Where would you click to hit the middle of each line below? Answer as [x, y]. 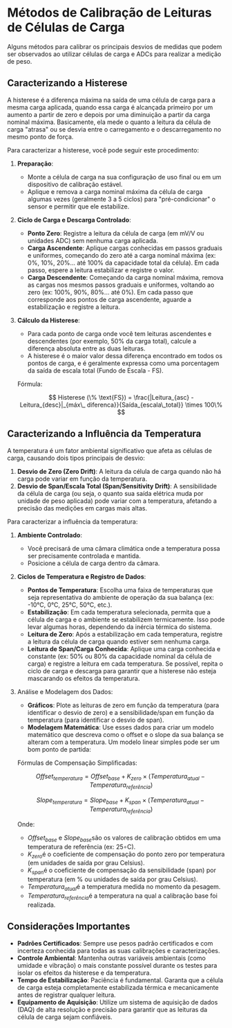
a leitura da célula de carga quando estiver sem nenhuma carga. [119, 641]
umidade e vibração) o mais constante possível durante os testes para [117, 965]
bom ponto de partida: [59, 749]
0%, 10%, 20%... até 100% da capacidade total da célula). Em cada [123, 263]
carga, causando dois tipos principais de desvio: [76, 458]
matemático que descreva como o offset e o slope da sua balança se [126, 734]
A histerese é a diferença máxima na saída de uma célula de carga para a [112, 100]
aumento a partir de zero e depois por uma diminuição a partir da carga [109, 114]
